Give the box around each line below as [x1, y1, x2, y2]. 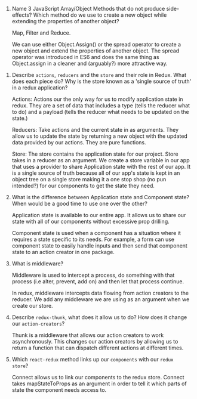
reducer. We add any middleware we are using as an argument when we [11, 296, 190, 303]
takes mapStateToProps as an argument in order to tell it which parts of [11, 380, 187, 387]
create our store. [11, 302, 53, 309]
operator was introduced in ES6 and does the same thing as [11, 54, 159, 60]
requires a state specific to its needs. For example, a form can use [11, 236, 175, 243]
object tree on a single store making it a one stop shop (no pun [11, 176, 167, 183]
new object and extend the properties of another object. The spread [11, 47, 180, 54]
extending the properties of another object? [11, 18, 119, 24]
